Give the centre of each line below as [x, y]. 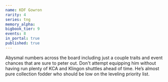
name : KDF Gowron [24, 10]
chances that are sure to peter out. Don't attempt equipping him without [81, 63]
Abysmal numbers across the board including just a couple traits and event [84, 58]
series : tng [18, 19]
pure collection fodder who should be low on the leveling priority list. [77, 74]
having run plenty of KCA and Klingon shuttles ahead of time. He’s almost [82, 68]
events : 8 [16, 34]
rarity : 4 [16, 15]
